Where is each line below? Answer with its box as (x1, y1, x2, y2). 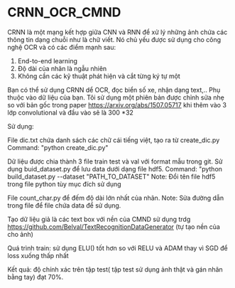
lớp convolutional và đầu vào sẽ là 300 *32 (7, 108, 133, 117)
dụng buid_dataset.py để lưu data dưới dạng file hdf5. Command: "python (7, 164, 222, 173)
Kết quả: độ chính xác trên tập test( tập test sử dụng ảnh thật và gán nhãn (7, 265, 224, 274)
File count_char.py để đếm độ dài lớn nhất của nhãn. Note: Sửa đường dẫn (7, 193, 224, 202)
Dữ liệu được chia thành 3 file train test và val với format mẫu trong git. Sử (7, 157, 223, 166)
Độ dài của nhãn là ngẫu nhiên (17, 64, 107, 73)
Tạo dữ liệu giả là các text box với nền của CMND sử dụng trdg (7, 215, 191, 223)
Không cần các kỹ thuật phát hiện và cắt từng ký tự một (17, 72, 181, 80)
